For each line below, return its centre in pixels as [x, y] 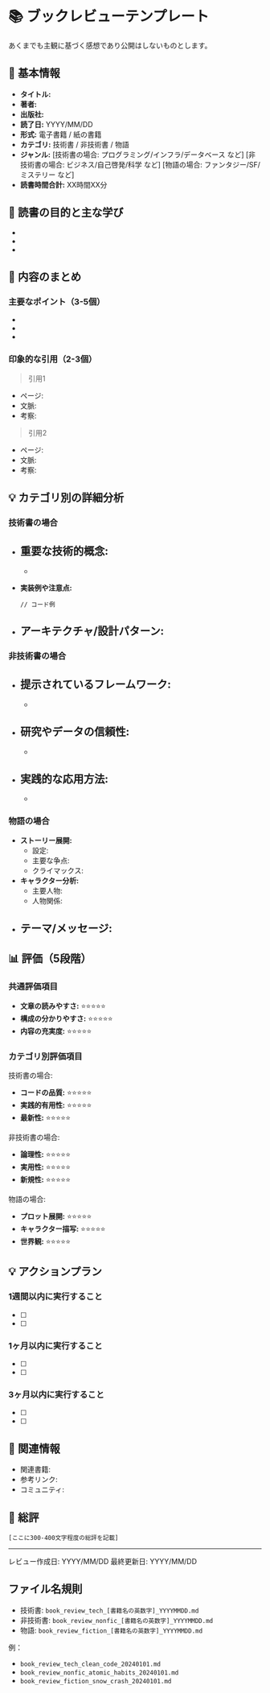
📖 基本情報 [34, 73]
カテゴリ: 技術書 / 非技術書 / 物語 [75, 144]
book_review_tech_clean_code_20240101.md [90, 1664]
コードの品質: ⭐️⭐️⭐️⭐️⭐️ [56, 1092]
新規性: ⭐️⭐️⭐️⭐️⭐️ [45, 1179]
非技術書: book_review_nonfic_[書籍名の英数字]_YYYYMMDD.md [117, 1620]
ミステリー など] [47, 175]
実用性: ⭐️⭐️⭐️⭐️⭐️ [45, 1167]
